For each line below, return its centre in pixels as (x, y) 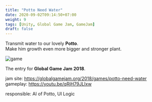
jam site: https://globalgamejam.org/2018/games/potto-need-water (76, 79)
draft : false (19, 29)
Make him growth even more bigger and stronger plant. (63, 49)
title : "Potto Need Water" (34, 10)
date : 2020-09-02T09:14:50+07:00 (41, 15)
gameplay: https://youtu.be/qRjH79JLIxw (49, 84)
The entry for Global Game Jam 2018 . (46, 69)
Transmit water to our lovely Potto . (42, 43)
